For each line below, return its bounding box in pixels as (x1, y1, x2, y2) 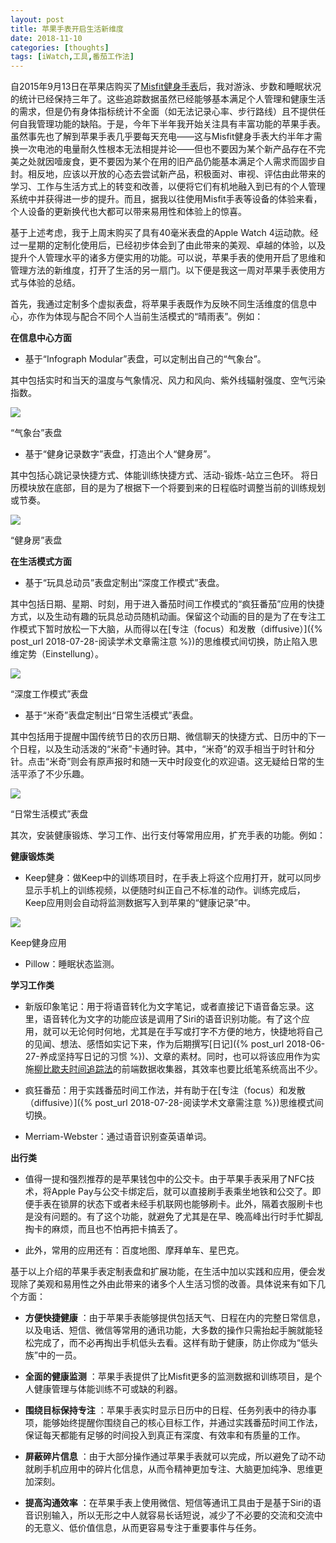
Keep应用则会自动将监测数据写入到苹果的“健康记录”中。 (24, 897, 256, 909)
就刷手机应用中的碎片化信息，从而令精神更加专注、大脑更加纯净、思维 (24, 1463, 315, 1475)
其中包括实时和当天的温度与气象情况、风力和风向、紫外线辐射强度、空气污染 (10, 374, 326, 386)
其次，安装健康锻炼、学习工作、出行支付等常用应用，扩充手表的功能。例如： (10, 829, 326, 841)
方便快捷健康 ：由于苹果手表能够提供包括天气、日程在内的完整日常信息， (24, 1312, 326, 1324)
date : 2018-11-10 (10, 33, 83, 43)
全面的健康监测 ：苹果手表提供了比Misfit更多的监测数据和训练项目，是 (24, 1371, 314, 1383)
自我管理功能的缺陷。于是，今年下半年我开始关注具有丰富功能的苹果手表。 (18, 118, 326, 130)
